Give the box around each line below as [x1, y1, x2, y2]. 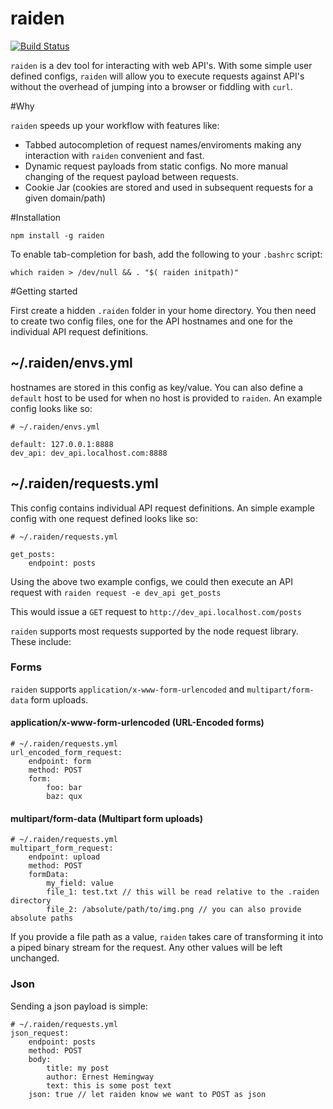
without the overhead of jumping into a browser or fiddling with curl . [10, 80, 293, 92]
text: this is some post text [46, 1080, 172, 1091]
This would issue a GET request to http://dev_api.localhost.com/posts [10, 605, 302, 617]
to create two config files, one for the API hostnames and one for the [10, 315, 293, 327]
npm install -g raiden [10, 230, 105, 241]
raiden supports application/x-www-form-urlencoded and [10, 683, 245, 695]
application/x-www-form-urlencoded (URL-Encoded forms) [10, 717, 265, 729]
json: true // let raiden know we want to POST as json [28, 1089, 267, 1099]
